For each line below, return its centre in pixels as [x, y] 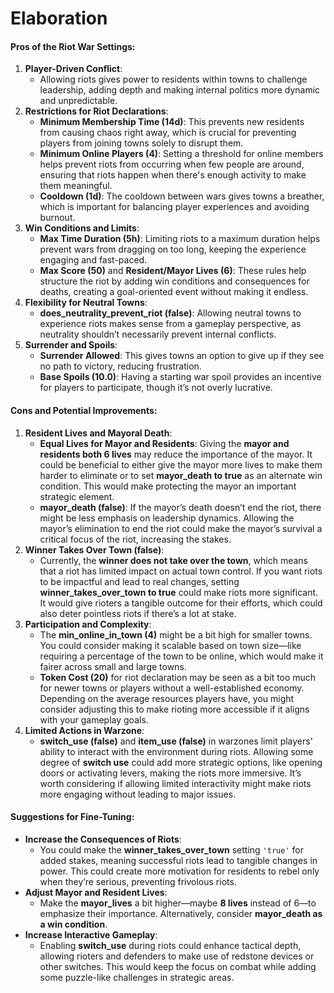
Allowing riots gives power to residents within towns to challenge [173, 79]
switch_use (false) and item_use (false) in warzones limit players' [176, 741]
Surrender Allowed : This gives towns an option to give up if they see [182, 356]
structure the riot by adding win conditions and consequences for [174, 281]
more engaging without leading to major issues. [138, 794]
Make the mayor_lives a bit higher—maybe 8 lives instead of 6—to [178, 903]
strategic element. [77, 496]
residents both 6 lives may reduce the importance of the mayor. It [176, 454]
